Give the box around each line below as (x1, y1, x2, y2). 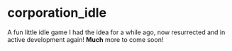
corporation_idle (7, 5, 107, 21)
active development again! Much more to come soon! (7, 35, 164, 43)
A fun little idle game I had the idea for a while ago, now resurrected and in (7, 28, 226, 36)
